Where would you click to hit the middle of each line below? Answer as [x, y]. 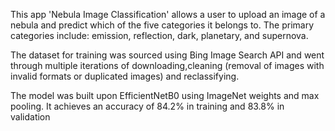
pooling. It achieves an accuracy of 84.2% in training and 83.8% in [147, 106]
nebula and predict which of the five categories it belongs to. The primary [162, 25]
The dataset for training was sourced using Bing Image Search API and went [167, 55]
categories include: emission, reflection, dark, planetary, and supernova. [159, 35]
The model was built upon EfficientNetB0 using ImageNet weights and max [165, 95]
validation [30, 117]
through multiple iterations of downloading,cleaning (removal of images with [167, 65]
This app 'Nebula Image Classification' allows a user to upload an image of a [168, 14]
